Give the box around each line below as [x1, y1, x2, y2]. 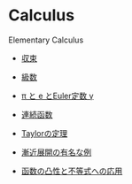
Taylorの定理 [20, 127, 68, 138]
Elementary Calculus [8, 34, 84, 45]
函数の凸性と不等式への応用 [20, 165, 123, 176]
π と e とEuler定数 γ [20, 90, 94, 101]
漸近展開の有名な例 [20, 147, 92, 157]
